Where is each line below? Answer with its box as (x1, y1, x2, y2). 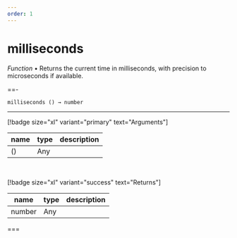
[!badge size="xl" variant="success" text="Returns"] (7, 177, 161, 187)
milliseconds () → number (7, 99, 83, 106)
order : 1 (7, 10, 33, 18)
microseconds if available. (7, 71, 83, 80)
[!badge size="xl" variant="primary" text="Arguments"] (7, 118, 169, 126)
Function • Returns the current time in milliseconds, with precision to (7, 64, 207, 73)
